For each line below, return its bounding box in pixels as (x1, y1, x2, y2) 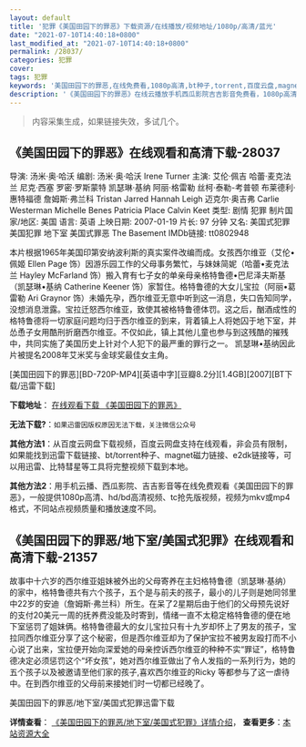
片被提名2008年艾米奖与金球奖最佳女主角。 (9, 350, 173, 361)
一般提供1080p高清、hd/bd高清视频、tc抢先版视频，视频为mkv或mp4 (28, 492, 291, 503)
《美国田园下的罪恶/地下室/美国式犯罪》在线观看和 (9, 532, 294, 547)
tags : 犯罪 (9, 73, 48, 82)
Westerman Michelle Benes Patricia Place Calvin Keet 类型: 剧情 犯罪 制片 (9, 205, 285, 216)
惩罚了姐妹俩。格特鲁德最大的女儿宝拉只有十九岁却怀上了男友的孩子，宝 (25, 621, 297, 632)
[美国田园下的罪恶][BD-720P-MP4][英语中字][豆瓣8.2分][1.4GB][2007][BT (9, 369, 285, 380)
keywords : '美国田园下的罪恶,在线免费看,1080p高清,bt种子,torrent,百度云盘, (9, 81, 279, 90)
